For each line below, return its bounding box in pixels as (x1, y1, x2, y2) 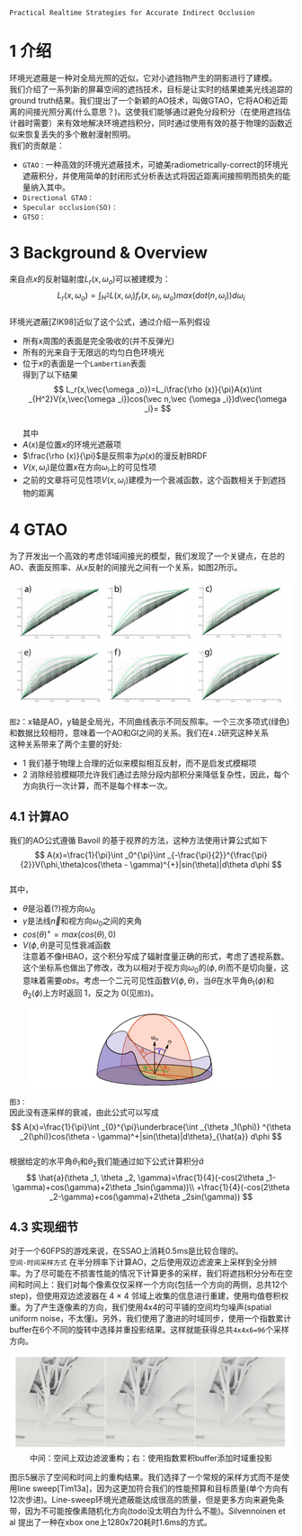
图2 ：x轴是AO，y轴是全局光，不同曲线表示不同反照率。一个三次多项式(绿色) (9, 715, 290, 727)
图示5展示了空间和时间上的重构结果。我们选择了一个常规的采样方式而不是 (9, 1471, 282, 1482)
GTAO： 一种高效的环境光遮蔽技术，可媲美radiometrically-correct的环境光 (22, 159, 289, 169)
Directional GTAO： (22, 193, 94, 203)
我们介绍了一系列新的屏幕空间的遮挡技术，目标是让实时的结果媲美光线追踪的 (9, 84, 293, 95)
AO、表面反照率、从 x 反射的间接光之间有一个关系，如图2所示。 (9, 562, 243, 572)
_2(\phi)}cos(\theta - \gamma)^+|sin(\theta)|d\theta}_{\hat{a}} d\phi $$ (19, 1132, 283, 1142)
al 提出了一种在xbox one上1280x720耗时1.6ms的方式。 (9, 1516, 213, 1527)
